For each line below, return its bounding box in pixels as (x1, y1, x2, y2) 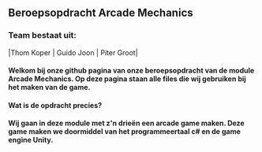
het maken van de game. (8, 83, 91, 92)
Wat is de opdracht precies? (8, 100, 103, 109)
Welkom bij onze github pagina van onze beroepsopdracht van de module (8, 66, 255, 76)
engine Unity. (8, 135, 54, 145)
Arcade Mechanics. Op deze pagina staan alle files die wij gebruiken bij (8, 74, 246, 83)
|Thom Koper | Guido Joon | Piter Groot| (8, 47, 138, 57)
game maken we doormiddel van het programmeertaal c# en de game (8, 127, 241, 136)
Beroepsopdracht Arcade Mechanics (8, 6, 193, 20)
